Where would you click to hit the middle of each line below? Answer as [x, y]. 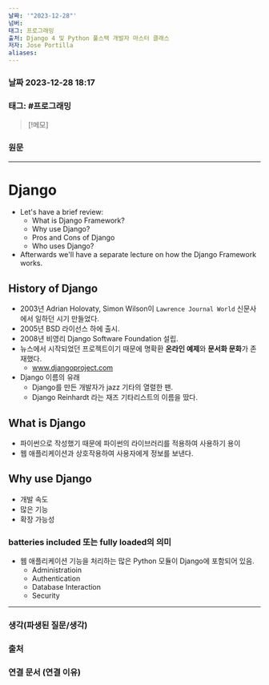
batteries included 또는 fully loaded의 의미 [90, 542]
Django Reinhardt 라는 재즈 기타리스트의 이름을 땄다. [115, 397]
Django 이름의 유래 [50, 377]
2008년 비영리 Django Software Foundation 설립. [99, 339]
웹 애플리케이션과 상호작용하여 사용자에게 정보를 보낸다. [106, 453]
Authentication [56, 578]
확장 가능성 [37, 519]
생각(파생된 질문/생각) [48, 626]
